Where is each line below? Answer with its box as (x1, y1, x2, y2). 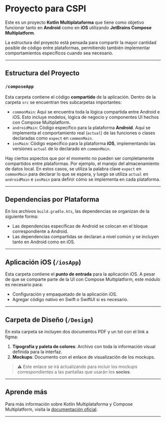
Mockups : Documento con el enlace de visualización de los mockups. (12, 354, 156, 360)
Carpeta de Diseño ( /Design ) (5, 316, 93, 324)
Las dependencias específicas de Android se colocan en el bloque (12, 223, 148, 229)
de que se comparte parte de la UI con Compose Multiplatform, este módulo (5, 276, 161, 282)
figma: (5, 334, 18, 340)
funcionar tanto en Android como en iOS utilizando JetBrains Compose (5, 24, 152, 30)
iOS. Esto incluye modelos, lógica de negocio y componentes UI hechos (12, 114, 159, 120)
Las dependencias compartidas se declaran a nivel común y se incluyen (12, 234, 159, 240)
